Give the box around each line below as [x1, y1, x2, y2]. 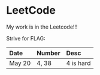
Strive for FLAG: [6, 35, 46, 42]
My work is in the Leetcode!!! [6, 23, 78, 30]
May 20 [9, 59, 31, 67]
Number [37, 49, 61, 57]
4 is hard [66, 59, 91, 67]
